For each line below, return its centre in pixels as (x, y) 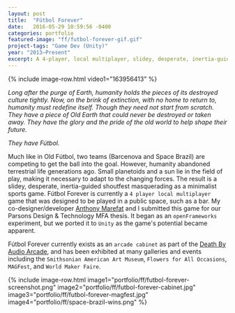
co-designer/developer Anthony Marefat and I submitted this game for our (114, 208)
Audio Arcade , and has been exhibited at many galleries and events (105, 251)
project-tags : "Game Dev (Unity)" (58, 46)
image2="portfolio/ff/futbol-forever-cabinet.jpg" (127, 287)
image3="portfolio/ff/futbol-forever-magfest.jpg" (78, 294)
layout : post (27, 14)
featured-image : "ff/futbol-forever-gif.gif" (75, 40)
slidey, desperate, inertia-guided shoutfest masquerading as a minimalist (112, 186)
